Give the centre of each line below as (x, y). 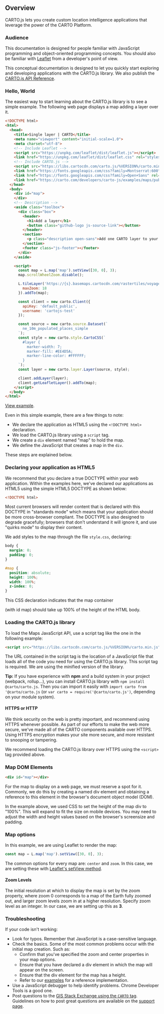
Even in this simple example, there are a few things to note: (64, 415)
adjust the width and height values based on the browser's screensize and (80, 816)
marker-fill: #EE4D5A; (50, 351)
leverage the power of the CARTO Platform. (49, 25)
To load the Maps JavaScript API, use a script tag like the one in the (73, 633)
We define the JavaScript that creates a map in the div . (68, 446)
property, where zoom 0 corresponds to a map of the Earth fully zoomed (78, 896)
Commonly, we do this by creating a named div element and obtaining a (77, 791)
